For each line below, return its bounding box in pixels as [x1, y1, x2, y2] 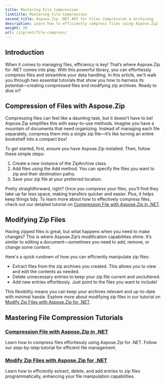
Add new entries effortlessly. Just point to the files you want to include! [12, 279, 158, 285]
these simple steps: [5, 151, 45, 157]
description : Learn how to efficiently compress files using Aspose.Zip [5, 21, 158, 26]
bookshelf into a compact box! [5, 136, 67, 142]
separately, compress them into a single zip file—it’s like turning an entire [5, 131, 154, 137]
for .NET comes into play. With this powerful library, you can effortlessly [5, 67, 152, 72]
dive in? [5, 87, 21, 94]
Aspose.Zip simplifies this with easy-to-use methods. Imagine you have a [5, 120, 154, 126]
